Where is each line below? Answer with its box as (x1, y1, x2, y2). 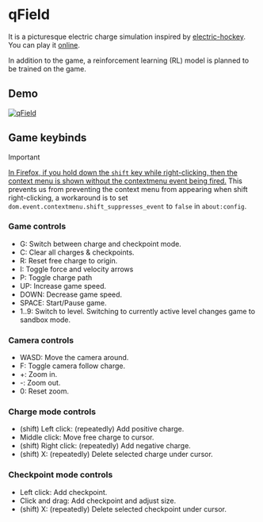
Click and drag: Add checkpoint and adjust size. (19, 496, 177, 505)
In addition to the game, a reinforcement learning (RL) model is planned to (8, 56, 250, 65)
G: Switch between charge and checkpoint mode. (19, 239, 182, 248)
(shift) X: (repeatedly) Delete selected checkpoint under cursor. (19, 504, 227, 513)
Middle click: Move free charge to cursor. (19, 432, 154, 442)
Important (8, 152, 40, 162)
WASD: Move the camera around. (19, 353, 129, 363)
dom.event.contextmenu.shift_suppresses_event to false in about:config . (8, 201, 247, 211)
